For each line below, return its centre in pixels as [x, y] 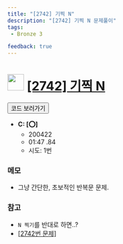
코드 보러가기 [28, 108]
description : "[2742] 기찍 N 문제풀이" [62, 21]
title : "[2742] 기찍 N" [41, 14]
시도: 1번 [40, 151]
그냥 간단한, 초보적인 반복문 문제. [63, 187]
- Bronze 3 [26, 34]
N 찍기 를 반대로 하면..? [48, 224]
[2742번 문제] [37, 233]
